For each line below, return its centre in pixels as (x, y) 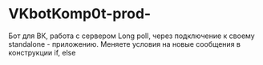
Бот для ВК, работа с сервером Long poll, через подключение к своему (131, 36)
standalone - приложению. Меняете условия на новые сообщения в (124, 44)
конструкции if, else (42, 52)
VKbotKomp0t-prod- (80, 14)
